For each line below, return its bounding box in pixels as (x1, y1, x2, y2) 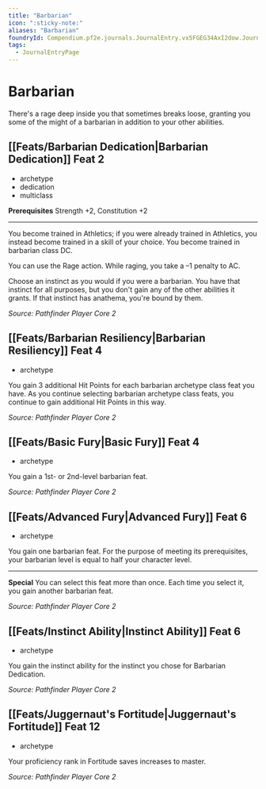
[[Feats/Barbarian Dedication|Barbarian (8, 140, 208, 154)
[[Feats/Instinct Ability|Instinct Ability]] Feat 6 (8, 624, 241, 638)
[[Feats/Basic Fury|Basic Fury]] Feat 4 (8, 435, 200, 449)
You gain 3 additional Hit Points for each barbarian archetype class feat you (8, 380, 255, 389)
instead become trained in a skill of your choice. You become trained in (8, 237, 240, 247)
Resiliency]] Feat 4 (8, 344, 103, 358)
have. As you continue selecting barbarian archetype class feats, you (8, 389, 234, 398)
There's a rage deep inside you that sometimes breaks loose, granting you (8, 109, 251, 118)
